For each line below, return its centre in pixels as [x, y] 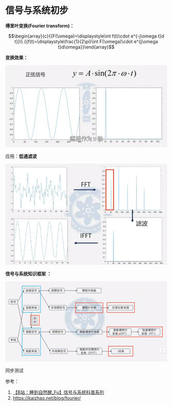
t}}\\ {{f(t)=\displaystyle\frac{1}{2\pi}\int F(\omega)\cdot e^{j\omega [86, 41]
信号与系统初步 [37, 11]
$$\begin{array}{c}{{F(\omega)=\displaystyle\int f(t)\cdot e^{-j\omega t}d [86, 36]
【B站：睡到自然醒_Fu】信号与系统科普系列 [58, 392]
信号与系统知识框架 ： [28, 273]
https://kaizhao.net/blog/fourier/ [47, 398]
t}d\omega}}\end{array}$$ [86, 47]
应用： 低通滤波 [21, 156]
